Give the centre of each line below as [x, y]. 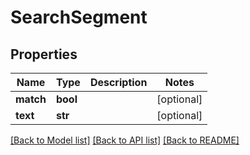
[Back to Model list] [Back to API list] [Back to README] [125, 140]
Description [118, 82]
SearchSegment [79, 17]
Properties [44, 54]
